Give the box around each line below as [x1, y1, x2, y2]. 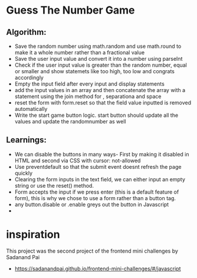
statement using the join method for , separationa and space [14, 93, 162, 100]
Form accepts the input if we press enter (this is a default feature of [14, 188, 179, 195]
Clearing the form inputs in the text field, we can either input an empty [14, 175, 186, 183]
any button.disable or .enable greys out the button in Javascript [14, 201, 169, 208]
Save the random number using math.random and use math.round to [14, 42, 182, 50]
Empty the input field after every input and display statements [14, 80, 165, 87]
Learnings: [6, 135, 47, 145]
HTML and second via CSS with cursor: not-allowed [14, 157, 141, 164]
